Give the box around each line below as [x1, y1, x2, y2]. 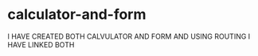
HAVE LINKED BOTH [7, 39, 75, 49]
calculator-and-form [7, 6, 147, 24]
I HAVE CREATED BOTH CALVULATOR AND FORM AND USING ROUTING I [7, 32, 251, 41]
